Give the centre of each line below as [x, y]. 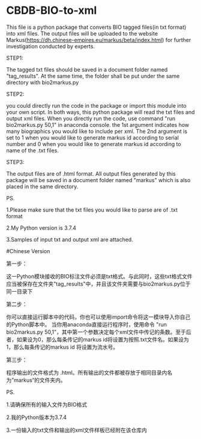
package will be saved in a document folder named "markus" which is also [98, 180]
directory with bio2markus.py [43, 82]
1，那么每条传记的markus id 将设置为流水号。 [62, 347]
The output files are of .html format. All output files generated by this [91, 173]
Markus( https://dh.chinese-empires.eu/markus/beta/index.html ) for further [99, 40]
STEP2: [15, 94]
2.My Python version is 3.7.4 [41, 228]
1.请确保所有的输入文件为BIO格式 [47, 404]
